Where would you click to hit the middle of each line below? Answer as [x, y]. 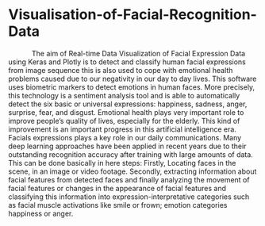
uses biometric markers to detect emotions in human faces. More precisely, [132, 87]
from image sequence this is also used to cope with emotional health [121, 70]
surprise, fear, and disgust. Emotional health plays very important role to [126, 112]
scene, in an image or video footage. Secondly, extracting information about [132, 171]
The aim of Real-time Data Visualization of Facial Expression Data [138, 53]
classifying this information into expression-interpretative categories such [129, 197]
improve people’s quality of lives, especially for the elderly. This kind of [124, 121]
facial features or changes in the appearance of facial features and [117, 188]
